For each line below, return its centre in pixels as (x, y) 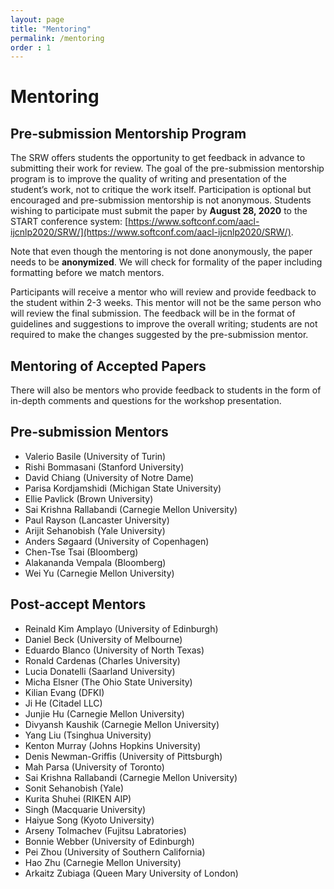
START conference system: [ (69, 222)
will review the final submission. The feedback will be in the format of (153, 313)
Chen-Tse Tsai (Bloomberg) (81, 552)
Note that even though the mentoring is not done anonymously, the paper (161, 252)
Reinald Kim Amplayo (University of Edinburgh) (121, 628)
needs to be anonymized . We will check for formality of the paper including (166, 262)
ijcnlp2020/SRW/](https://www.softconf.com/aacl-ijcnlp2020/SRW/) (151, 232)
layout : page (37, 19)
